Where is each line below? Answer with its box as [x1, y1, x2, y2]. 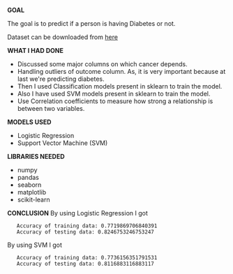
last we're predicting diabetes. [17, 75, 105, 83]
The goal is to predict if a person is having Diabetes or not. [7, 20, 176, 27]
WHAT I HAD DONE [7, 47, 64, 54]
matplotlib [17, 188, 47, 196]
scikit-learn [17, 195, 50, 204]
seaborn [17, 181, 42, 189]
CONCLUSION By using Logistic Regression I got [7, 209, 149, 217]
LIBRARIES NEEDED [7, 153, 65, 160]
